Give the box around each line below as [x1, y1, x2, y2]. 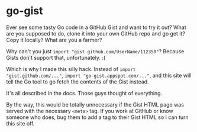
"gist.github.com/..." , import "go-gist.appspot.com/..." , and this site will [6, 72, 192, 79]
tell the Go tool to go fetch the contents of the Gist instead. [6, 78, 149, 85]
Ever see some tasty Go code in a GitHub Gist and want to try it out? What [6, 24, 186, 31]
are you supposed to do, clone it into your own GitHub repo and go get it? [6, 30, 185, 37]
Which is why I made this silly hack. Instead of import [6, 65, 136, 72]
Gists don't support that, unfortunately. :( [6, 54, 106, 61]
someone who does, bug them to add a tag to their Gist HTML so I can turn [6, 114, 189, 121]
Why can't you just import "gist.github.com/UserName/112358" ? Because [6, 47, 185, 54]
